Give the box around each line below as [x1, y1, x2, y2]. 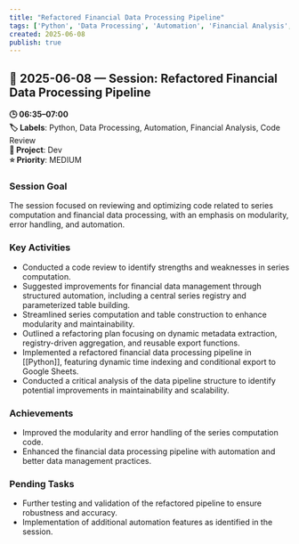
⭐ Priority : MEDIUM [9, 155, 82, 166]
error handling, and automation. [9, 219, 125, 230]
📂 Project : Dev [9, 144, 62, 156]
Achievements [9, 407, 74, 419]
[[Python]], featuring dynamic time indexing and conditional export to [21, 356, 276, 367]
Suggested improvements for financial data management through [21, 280, 262, 291]
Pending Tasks [9, 477, 75, 490]
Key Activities [9, 241, 71, 254]
